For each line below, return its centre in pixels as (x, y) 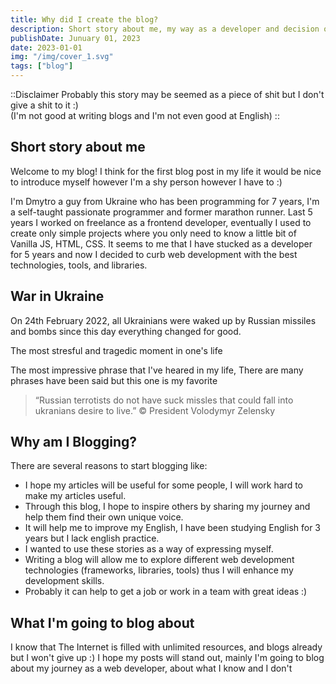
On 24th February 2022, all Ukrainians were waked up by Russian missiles (163, 320)
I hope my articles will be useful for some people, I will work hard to (164, 485)
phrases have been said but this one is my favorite (114, 380)
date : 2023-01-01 (46, 47)
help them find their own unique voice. (104, 517)
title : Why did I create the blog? (84, 19)
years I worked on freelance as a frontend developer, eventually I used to (161, 222)
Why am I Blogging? (74, 442)
